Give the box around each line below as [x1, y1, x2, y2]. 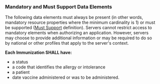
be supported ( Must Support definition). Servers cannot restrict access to [5, 25, 152, 31]
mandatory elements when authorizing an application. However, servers [5, 30, 149, 36]
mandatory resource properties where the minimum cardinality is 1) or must [5, 19, 156, 25]
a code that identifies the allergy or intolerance [12, 64, 106, 70]
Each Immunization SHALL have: [5, 50, 72, 55]
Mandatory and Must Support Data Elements [5, 3, 112, 10]
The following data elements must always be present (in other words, [5, 15, 143, 20]
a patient [12, 69, 30, 75]
